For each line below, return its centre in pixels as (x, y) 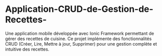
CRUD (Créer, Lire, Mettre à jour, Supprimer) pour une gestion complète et (81, 44)
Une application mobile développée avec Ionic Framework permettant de (80, 33)
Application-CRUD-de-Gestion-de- (79, 9)
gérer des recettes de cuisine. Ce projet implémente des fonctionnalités (79, 39)
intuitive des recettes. (27, 49)
